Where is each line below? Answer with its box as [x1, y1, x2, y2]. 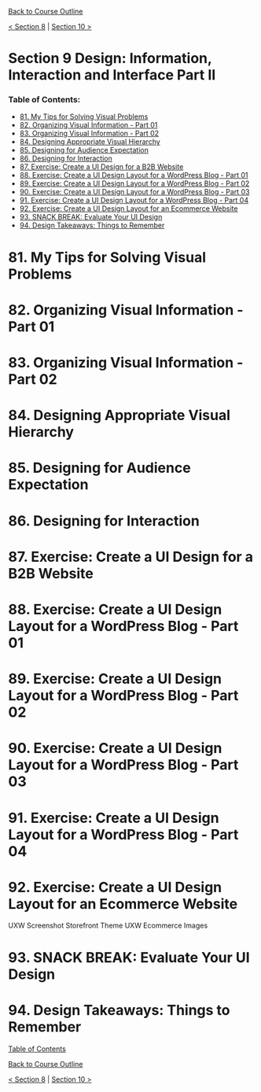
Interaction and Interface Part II [8, 66, 216, 84]
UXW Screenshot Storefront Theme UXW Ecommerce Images [8, 920, 208, 931]
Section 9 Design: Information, [8, 50, 212, 68]
